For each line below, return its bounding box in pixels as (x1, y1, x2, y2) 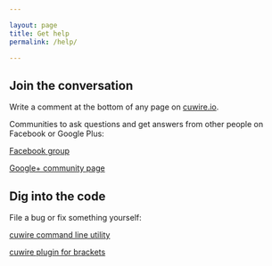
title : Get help (9, 28, 70, 38)
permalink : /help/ (9, 37, 78, 46)
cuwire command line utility (9, 230, 111, 240)
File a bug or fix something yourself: (9, 213, 143, 222)
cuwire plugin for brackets (9, 246, 106, 257)
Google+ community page (9, 163, 105, 173)
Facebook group (9, 146, 70, 157)
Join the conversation (9, 77, 134, 93)
